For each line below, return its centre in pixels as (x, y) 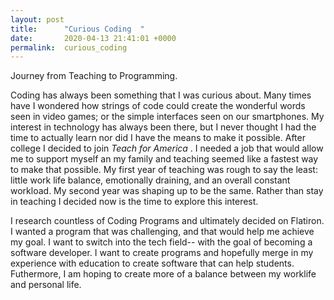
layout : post (37, 19)
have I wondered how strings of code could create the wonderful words (158, 106)
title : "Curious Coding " (77, 29)
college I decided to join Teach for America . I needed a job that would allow (167, 148)
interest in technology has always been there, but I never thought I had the (163, 127)
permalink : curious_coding (69, 47)
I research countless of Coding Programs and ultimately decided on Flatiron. (167, 221)
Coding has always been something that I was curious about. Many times (161, 95)
